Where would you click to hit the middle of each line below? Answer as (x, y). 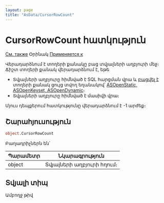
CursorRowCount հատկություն (76, 40)
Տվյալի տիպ (27, 183)
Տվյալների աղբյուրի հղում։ (81, 165)
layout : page (19, 10)
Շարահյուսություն (38, 121)
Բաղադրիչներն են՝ (28, 143)
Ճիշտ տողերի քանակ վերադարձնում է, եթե (57, 70)
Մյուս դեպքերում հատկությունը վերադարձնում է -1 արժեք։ (76, 106)
